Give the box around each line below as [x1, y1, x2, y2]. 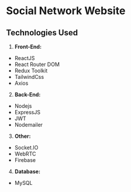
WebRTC [14, 150, 36, 157]
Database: [14, 168, 41, 175]
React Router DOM [14, 61, 60, 68]
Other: [14, 133, 31, 140]
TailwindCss [14, 74, 44, 80]
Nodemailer [14, 121, 43, 128]
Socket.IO [14, 144, 39, 151]
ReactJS [14, 55, 35, 61]
